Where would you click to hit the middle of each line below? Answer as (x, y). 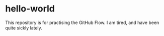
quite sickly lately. (24, 27)
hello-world (30, 9)
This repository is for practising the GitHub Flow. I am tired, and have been (82, 22)
